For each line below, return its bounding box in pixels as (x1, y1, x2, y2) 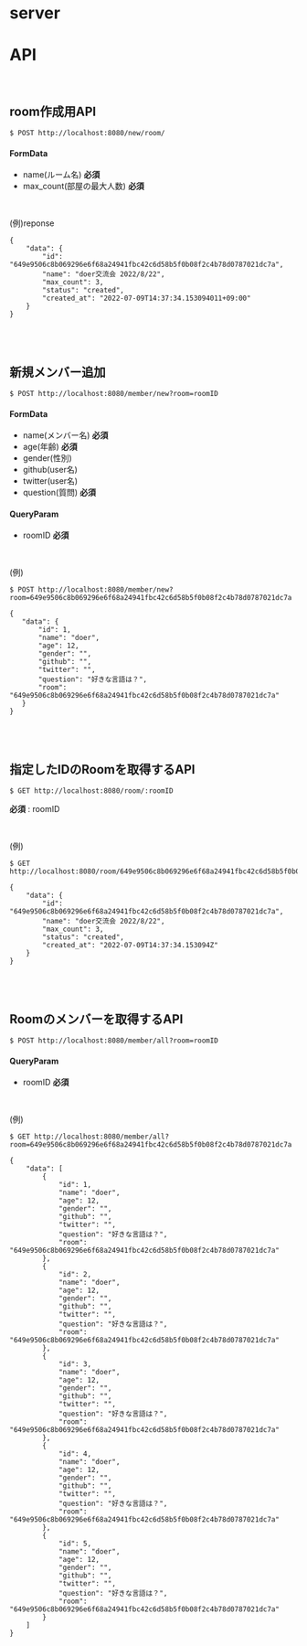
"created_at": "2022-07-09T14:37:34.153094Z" (42, 941, 219, 950)
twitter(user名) (22, 476, 79, 486)
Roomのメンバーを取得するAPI (9, 1011, 184, 1027)
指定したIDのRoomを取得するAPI (9, 762, 196, 777)
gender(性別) (22, 453, 73, 464)
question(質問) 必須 (22, 487, 96, 498)
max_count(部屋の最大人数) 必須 (22, 181, 144, 192)
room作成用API (9, 103, 97, 119)
